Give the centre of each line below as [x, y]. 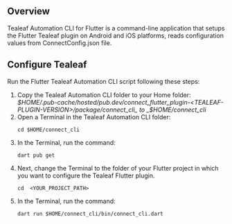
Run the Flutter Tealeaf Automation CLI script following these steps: [104, 81]
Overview [29, 11]
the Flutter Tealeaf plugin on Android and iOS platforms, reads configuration [115, 35]
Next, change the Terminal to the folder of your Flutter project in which [118, 168]
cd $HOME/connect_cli [48, 130]
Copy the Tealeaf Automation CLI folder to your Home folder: [104, 95]
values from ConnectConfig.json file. [60, 43]
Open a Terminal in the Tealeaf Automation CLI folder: [94, 117]
